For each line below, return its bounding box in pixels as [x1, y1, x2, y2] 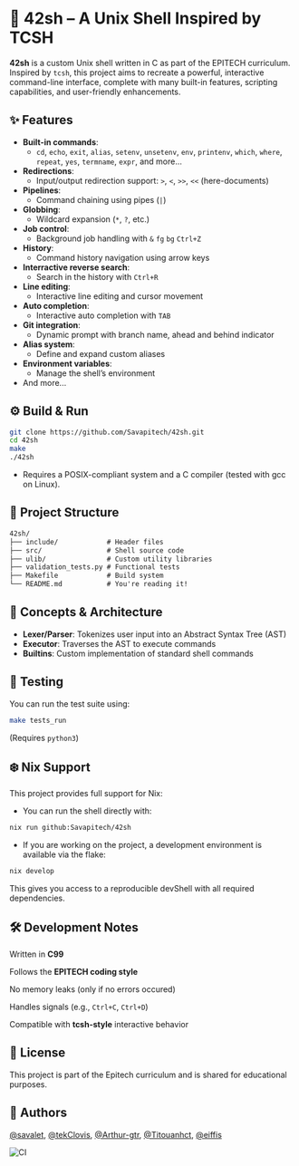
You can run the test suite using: [9, 698, 130, 709]
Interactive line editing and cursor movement [35, 290, 204, 302]
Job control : [22, 223, 70, 234]
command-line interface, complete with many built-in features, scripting [9, 76, 278, 87]
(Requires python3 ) [9, 732, 80, 743]
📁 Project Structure [9, 505, 120, 520]
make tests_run [9, 716, 67, 725]
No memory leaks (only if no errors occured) [9, 983, 177, 995]
